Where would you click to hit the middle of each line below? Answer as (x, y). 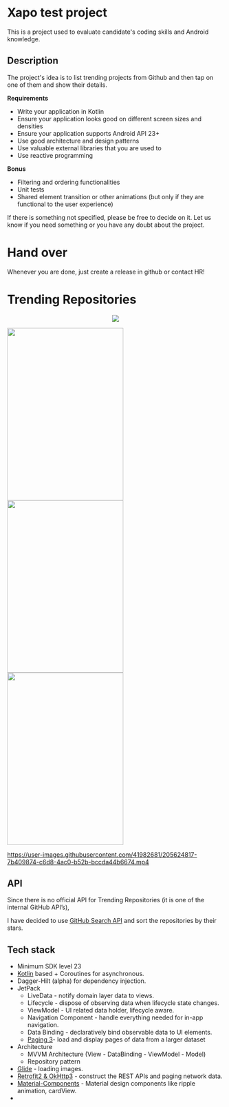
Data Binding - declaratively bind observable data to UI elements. (120, 1033)
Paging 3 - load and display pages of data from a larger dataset (116, 1039)
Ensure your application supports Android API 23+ (88, 133)
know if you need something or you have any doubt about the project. (106, 225)
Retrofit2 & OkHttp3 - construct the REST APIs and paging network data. (120, 1076)
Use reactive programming (55, 155)
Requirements (28, 98)
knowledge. (24, 39)
